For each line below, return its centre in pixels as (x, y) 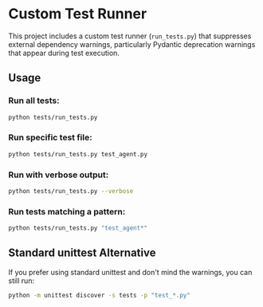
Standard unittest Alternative (82, 253)
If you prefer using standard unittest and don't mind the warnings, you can (130, 272)
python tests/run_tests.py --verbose (71, 191)
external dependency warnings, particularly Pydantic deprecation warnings (132, 44)
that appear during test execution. (64, 53)
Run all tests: (34, 100)
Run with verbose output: (59, 175)
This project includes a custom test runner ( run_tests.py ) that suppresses (130, 36)
